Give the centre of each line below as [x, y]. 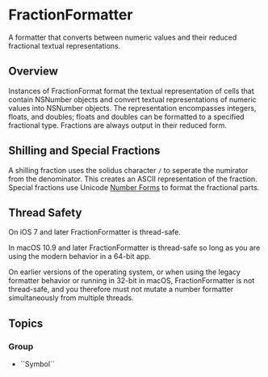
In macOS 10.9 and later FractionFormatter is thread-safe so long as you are [134, 248]
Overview [33, 72]
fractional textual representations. [65, 45]
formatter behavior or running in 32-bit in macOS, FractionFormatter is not [132, 281]
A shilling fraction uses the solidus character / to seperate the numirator [128, 170]
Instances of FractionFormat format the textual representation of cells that [131, 91]
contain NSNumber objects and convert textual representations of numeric [132, 100]
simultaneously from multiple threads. [71, 298]
